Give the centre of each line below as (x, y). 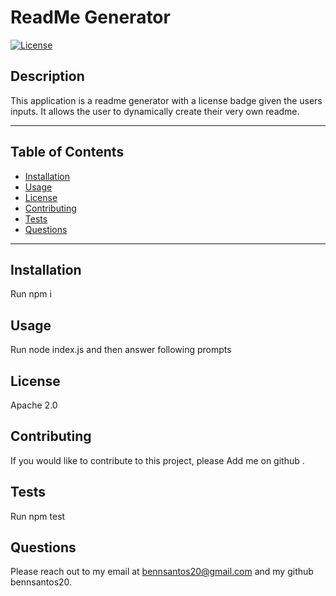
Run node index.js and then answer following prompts (121, 350)
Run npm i (31, 294)
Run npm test (38, 516)
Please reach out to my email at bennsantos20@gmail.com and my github (162, 572)
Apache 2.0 (34, 405)
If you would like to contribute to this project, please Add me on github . (157, 460)
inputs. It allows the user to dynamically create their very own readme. (155, 111)
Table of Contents (67, 152)
